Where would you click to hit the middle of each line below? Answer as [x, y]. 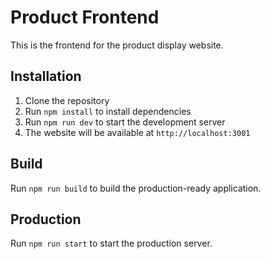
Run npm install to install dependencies [108, 111]
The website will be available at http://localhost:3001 [137, 132]
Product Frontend [85, 17]
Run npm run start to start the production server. [111, 243]
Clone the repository [67, 100]
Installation [46, 76]
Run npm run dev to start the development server [125, 122]
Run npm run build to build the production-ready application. [136, 188]
